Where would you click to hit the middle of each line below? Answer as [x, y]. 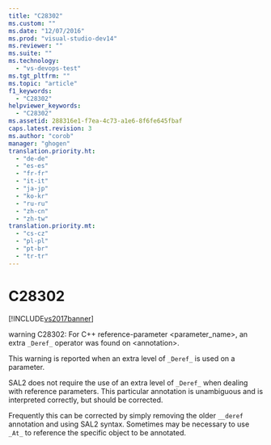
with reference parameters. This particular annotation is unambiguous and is [136, 391]
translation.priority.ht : [52, 151]
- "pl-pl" [32, 241]
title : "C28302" [36, 16]
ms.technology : [34, 61]
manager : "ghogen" [39, 143]
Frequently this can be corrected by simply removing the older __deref [126, 415]
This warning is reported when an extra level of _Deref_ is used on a [122, 358]
